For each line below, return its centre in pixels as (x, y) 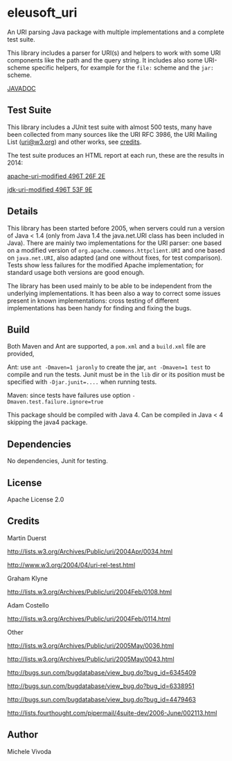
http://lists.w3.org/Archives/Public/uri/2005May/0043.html (91, 659)
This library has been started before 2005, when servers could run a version (116, 228)
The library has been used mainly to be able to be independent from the (110, 285)
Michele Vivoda (29, 751)
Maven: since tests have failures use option (69, 395)
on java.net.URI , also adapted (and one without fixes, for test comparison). (115, 258)
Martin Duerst (27, 538)
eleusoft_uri (42, 13)
